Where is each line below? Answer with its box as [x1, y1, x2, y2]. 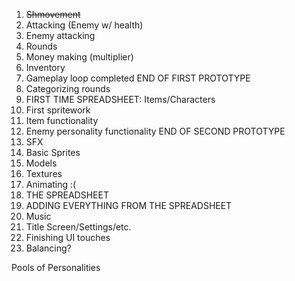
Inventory [25, 62, 66, 73]
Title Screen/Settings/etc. [25, 221, 132, 233]
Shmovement [25, 9, 81, 20]
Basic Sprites [25, 147, 81, 158]
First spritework [25, 104, 91, 116]
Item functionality [25, 115, 99, 126]
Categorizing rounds [25, 83, 111, 94]
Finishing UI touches [25, 232, 111, 243]
